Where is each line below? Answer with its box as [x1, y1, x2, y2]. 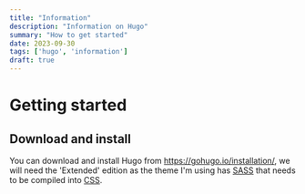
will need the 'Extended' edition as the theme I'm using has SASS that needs [9, 165, 296, 176]
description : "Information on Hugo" [9, 22, 148, 31]
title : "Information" [9, 13, 92, 23]
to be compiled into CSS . [9, 175, 103, 185]
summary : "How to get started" [9, 30, 128, 39]
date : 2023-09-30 [9, 38, 76, 48]
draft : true [9, 56, 55, 65]
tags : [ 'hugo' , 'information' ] [9, 47, 128, 56]
